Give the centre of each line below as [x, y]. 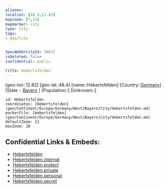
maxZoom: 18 [18, 127]
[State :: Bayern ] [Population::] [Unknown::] [51, 90]
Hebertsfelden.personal [37, 176]
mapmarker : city [22, 24]
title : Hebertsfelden [28, 71]
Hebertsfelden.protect [36, 165]
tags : [11, 34]
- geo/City [17, 39]
